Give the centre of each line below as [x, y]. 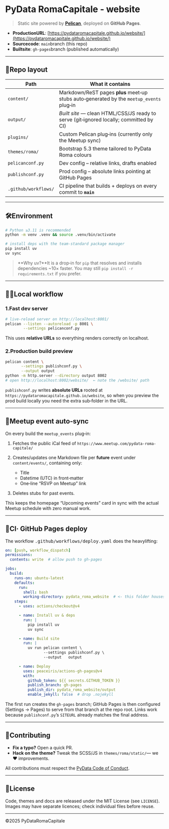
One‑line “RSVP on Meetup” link [53, 483]
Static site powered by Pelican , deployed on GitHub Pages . [79, 23]
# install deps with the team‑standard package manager [65, 244]
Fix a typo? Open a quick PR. [43, 747]
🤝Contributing [28, 735]
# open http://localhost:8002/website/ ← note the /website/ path [77, 380]
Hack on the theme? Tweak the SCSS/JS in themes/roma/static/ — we [85, 753]
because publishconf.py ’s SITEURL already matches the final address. [77, 715]
